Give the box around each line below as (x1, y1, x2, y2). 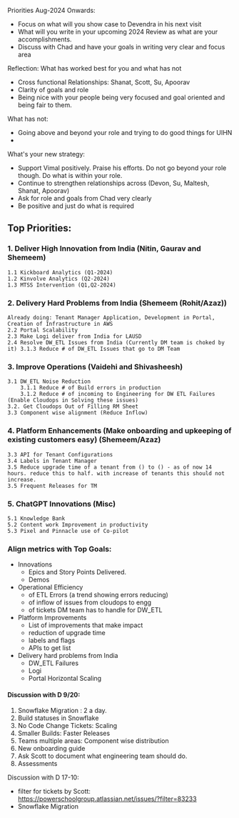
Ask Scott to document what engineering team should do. (17, 752, 188, 760)
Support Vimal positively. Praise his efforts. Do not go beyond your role (17, 164, 227, 172)
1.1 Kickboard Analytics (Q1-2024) (7, 269, 113, 276)
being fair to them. (17, 101, 73, 109)
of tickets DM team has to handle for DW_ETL (28, 606, 163, 614)
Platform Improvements (17, 614, 87, 622)
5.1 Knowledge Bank (7, 514, 66, 522)
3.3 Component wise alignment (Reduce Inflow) (7, 409, 148, 417)
